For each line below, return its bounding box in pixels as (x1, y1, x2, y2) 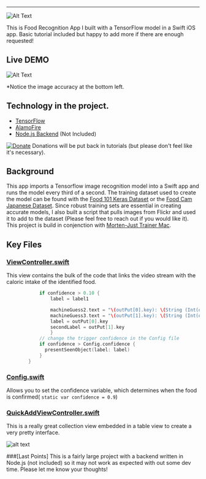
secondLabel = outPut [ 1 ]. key (50, 324, 124, 330)
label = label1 (50, 296, 89, 302)
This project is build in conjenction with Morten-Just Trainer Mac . (6, 221, 172, 229)
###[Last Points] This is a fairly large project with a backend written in (6, 453, 184, 460)
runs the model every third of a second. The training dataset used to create (6, 189, 196, 196)
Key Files (6, 239, 42, 250)
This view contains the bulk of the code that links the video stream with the (6, 272, 196, 279)
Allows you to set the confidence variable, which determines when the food (6, 386, 197, 394)
